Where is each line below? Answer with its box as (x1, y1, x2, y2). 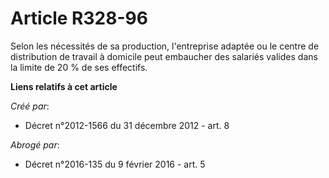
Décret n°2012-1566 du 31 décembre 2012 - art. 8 (24, 119, 230, 131)
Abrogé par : (10, 138, 60, 151)
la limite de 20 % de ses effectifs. (10, 61, 148, 73)
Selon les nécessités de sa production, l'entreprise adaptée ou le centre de (10, 40, 320, 52)
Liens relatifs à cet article (10, 80, 118, 92)
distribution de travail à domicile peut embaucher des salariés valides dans (10, 50, 318, 62)
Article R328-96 (10, 7, 148, 30)
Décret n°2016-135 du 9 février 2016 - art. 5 (24, 158, 206, 170)
